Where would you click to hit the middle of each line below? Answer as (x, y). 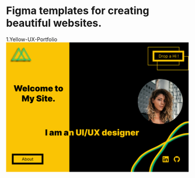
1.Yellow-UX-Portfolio (32, 39)
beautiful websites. (54, 23)
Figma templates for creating (78, 11)
